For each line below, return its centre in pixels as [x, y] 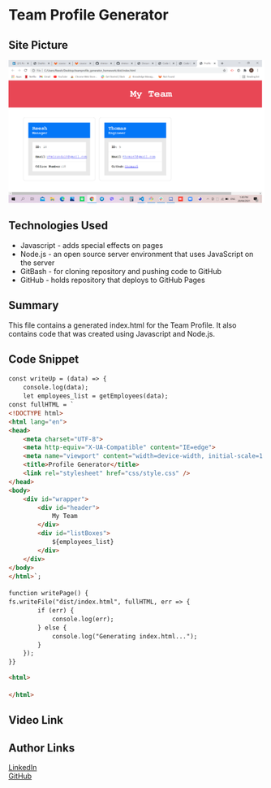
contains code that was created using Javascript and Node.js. [112, 333]
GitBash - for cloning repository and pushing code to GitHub [120, 271]
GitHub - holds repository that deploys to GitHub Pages [112, 280]
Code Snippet [44, 359]
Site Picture [39, 45]
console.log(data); [56, 388]
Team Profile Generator [88, 15]
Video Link [36, 720]
